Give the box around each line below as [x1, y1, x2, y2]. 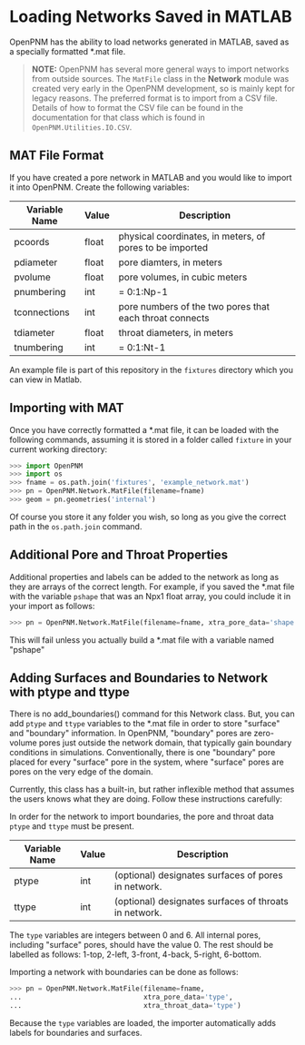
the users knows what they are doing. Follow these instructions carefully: [9, 794, 283, 804]
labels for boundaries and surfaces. [9, 1028, 143, 1039]
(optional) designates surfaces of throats [113, 895, 289, 908]
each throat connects [118, 311, 210, 324]
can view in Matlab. [9, 374, 83, 385]
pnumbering [14, 285, 66, 298]
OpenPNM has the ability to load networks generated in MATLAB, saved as [9, 36, 290, 47]
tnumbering [14, 340, 64, 353]
